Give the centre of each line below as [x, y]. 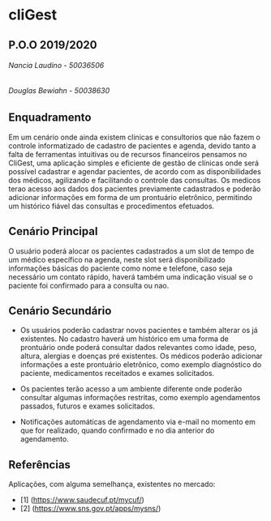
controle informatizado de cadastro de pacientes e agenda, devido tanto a [132, 145]
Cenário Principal [53, 231]
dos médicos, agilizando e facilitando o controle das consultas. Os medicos [135, 180]
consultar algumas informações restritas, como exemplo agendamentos [140, 398]
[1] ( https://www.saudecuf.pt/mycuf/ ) [82, 500]
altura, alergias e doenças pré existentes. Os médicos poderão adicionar [141, 356]
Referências [40, 465]
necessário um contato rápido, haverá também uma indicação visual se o [131, 276]
